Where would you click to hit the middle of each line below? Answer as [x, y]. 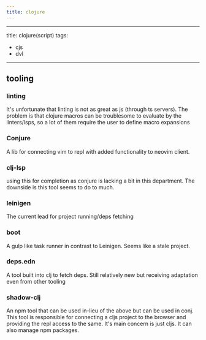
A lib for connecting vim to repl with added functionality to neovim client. [98, 151]
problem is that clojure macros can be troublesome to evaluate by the [94, 116]
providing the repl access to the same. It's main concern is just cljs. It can [99, 324]
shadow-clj [24, 297]
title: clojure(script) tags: [37, 35]
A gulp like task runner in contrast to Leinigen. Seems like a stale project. [98, 246]
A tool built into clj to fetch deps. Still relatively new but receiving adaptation [102, 275]
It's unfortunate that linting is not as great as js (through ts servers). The [97, 109]
